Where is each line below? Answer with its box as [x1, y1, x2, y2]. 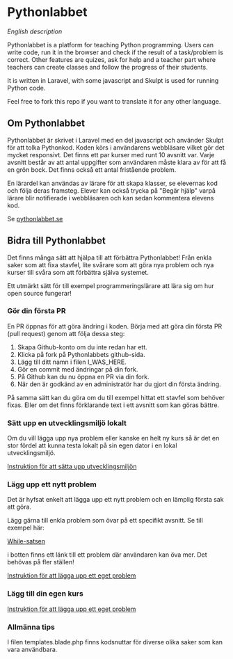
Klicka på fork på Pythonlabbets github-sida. [17, 350, 145, 358]
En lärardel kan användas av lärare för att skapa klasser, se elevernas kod [7, 179, 218, 187]
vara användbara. [7, 645, 58, 654]
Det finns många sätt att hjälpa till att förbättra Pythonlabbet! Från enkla [7, 253, 212, 262]
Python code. [7, 84, 46, 92]
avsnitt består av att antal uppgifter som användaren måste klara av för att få [7, 158, 227, 166]
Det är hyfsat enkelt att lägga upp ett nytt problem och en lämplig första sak [7, 495, 224, 504]
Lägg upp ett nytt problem [7, 479, 97, 489]
